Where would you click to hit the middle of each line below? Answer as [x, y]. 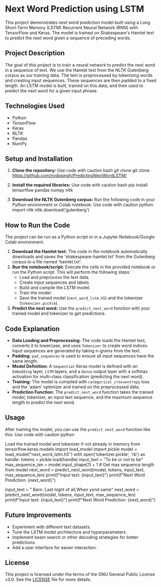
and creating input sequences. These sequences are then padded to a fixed [81, 80]
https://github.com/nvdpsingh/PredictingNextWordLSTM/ [69, 175]
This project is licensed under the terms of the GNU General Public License [80, 574]
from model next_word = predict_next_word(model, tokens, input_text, [75, 469]
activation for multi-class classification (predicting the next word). [78, 377]
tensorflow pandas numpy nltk [42, 190]
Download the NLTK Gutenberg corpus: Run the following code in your [83, 200]
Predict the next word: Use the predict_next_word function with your [81, 308]
